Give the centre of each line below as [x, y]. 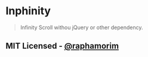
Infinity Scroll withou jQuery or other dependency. [81, 27]
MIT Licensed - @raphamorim [62, 46]
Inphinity [28, 11]
